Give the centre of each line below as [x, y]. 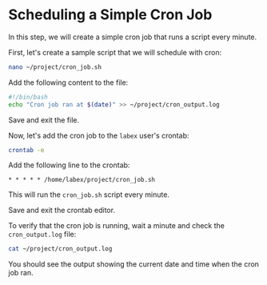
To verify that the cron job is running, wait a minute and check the [117, 226]
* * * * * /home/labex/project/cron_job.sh [82, 180]
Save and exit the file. [44, 120]
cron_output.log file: [42, 235]
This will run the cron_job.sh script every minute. [89, 195]
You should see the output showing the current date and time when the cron [134, 264]
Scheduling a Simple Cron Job [110, 15]
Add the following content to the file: [68, 82]
